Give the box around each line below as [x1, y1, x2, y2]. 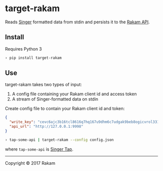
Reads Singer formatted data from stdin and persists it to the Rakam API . [5, 19, 150, 25]
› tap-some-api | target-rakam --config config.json [5, 137, 114, 142]
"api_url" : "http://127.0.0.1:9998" [9, 124, 83, 129]
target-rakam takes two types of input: [5, 82, 82, 87]
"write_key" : [9, 120, 36, 124]
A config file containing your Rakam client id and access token [12, 91, 137, 97]
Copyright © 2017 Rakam [5, 160, 56, 166]
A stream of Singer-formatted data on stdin [12, 96, 98, 102]
